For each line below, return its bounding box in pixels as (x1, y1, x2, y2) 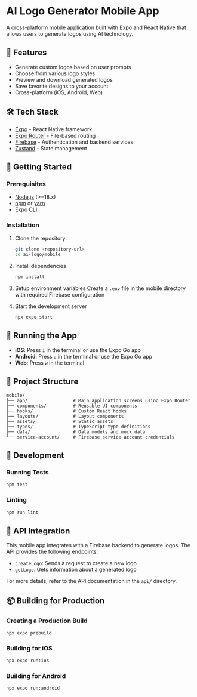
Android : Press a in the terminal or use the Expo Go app (14, 353, 153, 360)
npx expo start (14, 314, 53, 320)
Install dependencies (14, 263, 67, 270)
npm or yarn (14, 200, 45, 207)
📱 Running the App (6, 331, 78, 341)
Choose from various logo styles (14, 70, 96, 77)
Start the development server (14, 303, 88, 310)
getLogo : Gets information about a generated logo (14, 566, 137, 573)
